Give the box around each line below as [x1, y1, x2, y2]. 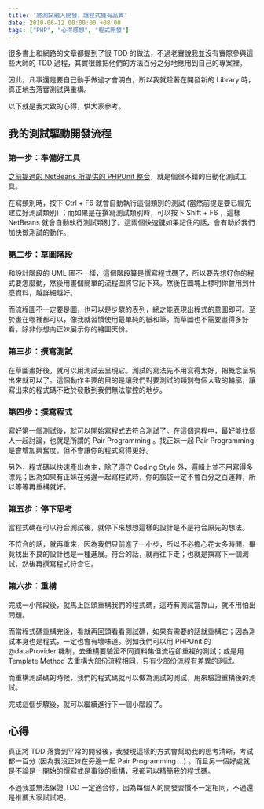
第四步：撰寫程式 [8, 406, 73, 417]
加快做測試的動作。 [8, 228, 71, 237]
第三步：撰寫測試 [8, 346, 73, 357]
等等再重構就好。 [14, 481, 71, 491]
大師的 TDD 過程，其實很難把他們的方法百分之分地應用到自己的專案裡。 [14, 58, 247, 68]
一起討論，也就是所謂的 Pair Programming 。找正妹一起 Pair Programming [14, 435, 255, 445]
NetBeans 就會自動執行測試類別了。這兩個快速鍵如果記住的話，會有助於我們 [8, 218, 255, 228]
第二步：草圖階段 [8, 249, 73, 260]
